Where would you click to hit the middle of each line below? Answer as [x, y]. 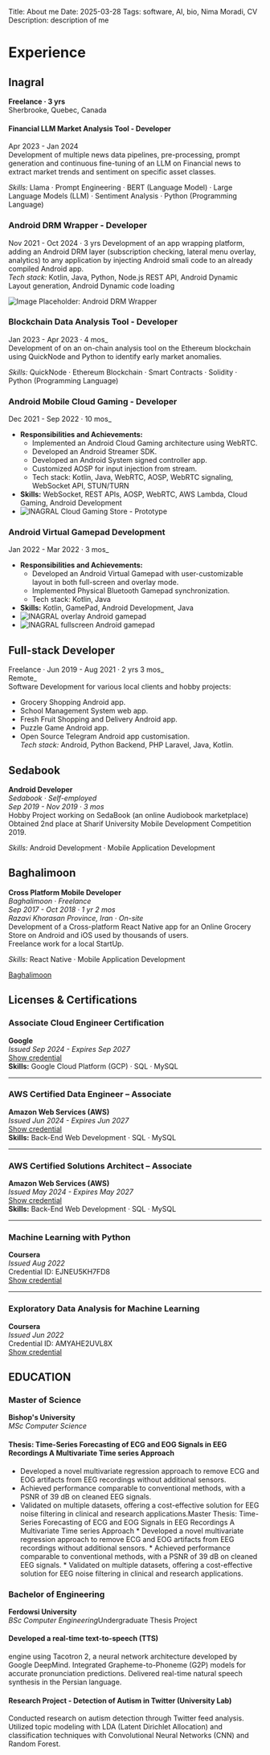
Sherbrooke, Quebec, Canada [57, 110]
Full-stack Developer [62, 650]
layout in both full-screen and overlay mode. [105, 583]
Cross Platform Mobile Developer [65, 892]
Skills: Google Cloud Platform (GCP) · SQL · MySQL [93, 1066]
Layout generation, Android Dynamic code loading [92, 285]
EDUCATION [40, 1377]
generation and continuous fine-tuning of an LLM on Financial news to [125, 163]
